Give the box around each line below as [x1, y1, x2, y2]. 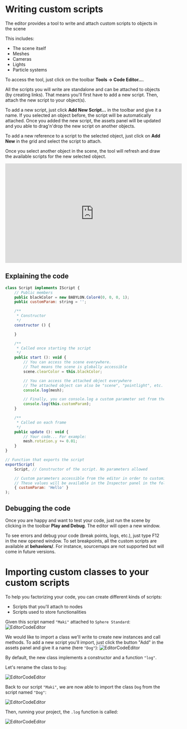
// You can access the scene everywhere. [23, 360, 112, 365]
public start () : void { [14, 355, 67, 360]
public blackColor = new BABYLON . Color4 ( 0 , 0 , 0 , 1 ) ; [14, 295, 130, 300]
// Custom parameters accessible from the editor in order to [14, 476, 148, 481]
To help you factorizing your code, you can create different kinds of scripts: [5, 594, 162, 600]
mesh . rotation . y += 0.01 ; [23, 439, 78, 444]
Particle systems [12, 67, 47, 73]
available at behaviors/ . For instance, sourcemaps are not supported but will [5, 543, 164, 549]
